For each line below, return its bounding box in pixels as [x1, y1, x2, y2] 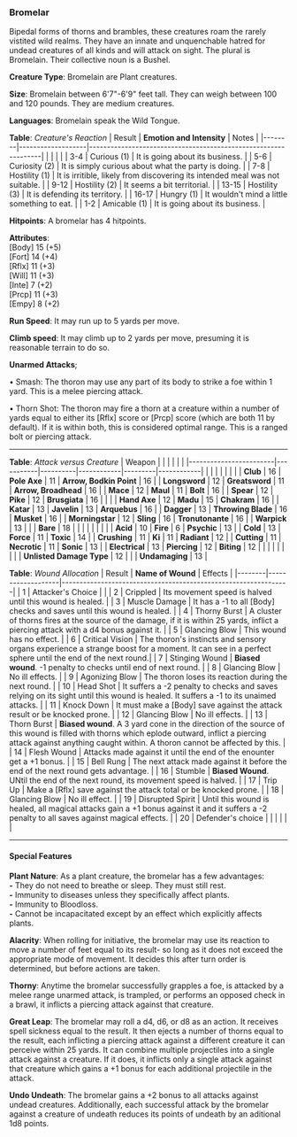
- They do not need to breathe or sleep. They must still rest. [9, 879, 227, 891]
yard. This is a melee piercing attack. [9, 386, 143, 397]
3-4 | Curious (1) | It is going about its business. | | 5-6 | [69, 151, 272, 162]
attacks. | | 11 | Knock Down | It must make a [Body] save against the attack [9, 700, 283, 710]
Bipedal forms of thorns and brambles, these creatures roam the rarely [9, 27, 267, 37]
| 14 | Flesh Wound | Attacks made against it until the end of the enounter [9, 746, 275, 758]
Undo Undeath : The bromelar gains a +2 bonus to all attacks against [9, 1089, 259, 1100]
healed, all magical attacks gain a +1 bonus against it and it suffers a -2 [9, 803, 268, 814]
